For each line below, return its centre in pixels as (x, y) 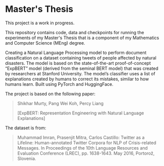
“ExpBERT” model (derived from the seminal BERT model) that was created (82, 68)
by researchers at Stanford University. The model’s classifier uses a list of (80, 73)
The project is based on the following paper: (50, 94)
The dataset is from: (26, 128)
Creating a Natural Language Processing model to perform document (76, 53)
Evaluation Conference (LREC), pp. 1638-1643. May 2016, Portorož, (86, 153)
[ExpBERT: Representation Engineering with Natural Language (81, 113)
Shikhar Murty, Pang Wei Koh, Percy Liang (60, 103)
